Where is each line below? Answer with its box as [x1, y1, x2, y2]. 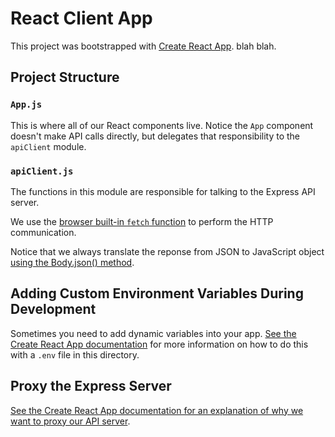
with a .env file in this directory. [10, 348, 140, 361]
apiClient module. [10, 140, 87, 152]
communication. [10, 226, 77, 238]
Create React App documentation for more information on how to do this [10, 338, 309, 350]
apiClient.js [10, 165, 74, 177]
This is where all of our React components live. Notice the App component [10, 119, 314, 131]
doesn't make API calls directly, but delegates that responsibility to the [10, 130, 301, 142]
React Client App [10, 7, 153, 30]
